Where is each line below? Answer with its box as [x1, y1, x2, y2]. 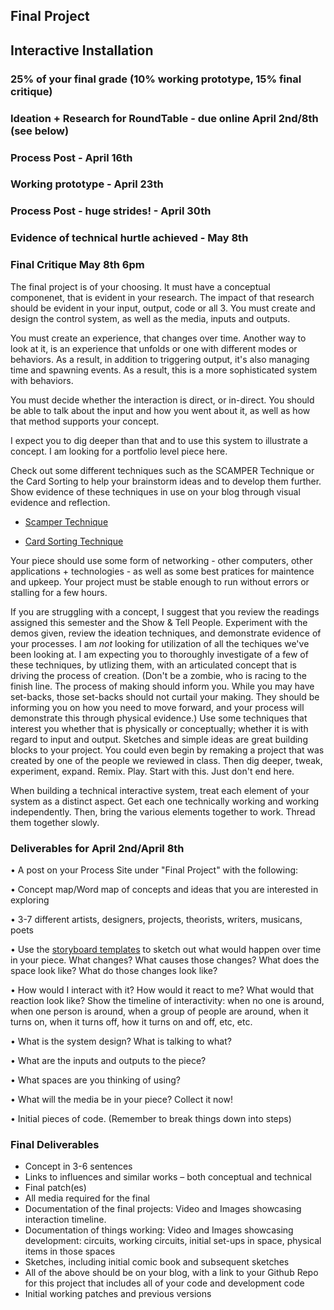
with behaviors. [10, 374, 74, 386]
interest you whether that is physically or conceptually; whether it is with [10, 722, 309, 734]
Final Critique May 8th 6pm [10, 258, 145, 272]
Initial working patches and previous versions [24, 1288, 212, 1300]
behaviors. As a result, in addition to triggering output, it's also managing [10, 353, 310, 365]
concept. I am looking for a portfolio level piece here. [10, 445, 228, 457]
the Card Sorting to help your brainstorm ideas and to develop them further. [10, 475, 322, 487]
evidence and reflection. [10, 496, 111, 508]
